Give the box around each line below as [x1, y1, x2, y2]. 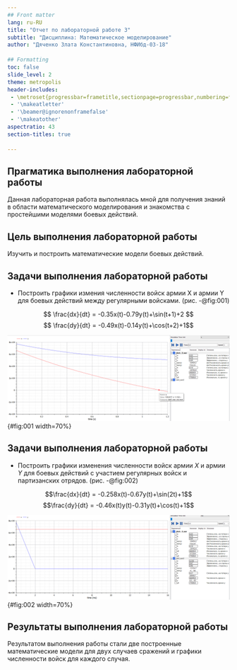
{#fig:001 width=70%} [7, 422, 72, 430]
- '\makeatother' [10, 116, 61, 123]
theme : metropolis [7, 79, 61, 86]
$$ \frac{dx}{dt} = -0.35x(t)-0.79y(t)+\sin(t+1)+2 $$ [43, 310, 194, 318]
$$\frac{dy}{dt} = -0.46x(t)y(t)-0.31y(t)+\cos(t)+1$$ [42, 501, 195, 509]
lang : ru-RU [7, 18, 42, 26]
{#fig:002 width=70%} [7, 600, 73, 608]
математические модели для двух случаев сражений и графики [7, 647, 202, 656]
